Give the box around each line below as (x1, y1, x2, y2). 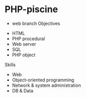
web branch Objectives (12, 20, 60, 26)
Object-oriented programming (12, 77, 74, 83)
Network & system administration (12, 82, 81, 88)
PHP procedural (12, 36, 45, 42)
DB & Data (12, 87, 34, 93)
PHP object (12, 52, 36, 58)
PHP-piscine (5, 4, 58, 15)
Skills (5, 61, 16, 68)
